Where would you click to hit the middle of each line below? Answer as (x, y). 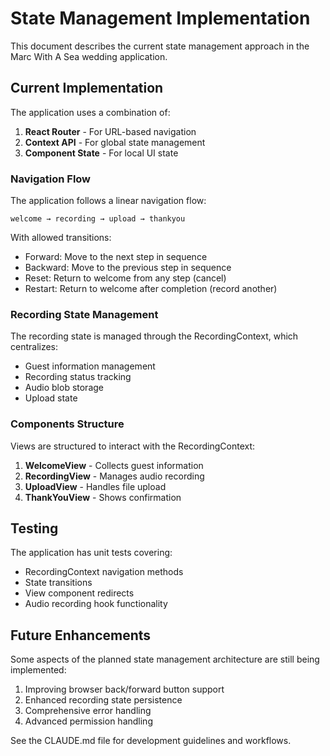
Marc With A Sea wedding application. (89, 56)
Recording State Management (84, 314)
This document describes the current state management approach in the (160, 46)
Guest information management (90, 366)
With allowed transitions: (61, 238)
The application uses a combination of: (90, 112)
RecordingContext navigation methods (104, 572)
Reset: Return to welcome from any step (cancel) (125, 278)
